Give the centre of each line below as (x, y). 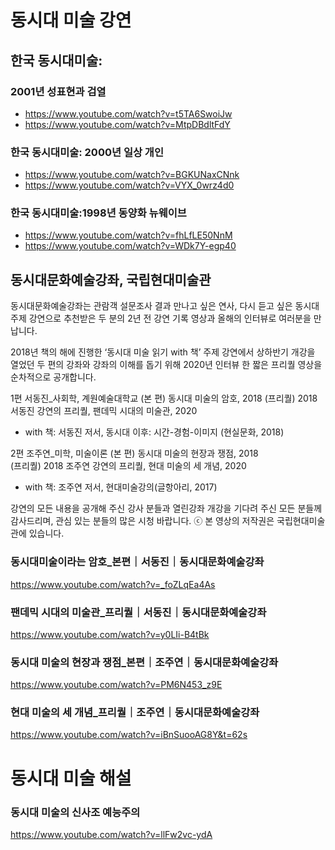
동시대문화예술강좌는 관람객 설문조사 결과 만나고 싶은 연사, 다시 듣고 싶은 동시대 (165, 306)
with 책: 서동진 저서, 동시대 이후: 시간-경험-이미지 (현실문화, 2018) (154, 432)
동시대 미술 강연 (71, 20)
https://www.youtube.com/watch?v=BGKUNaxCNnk (132, 175)
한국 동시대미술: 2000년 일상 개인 (87, 152)
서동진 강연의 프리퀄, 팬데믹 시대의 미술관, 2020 (104, 411)
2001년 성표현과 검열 (58, 91)
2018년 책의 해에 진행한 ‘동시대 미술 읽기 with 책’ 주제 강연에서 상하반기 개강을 (163, 352)
